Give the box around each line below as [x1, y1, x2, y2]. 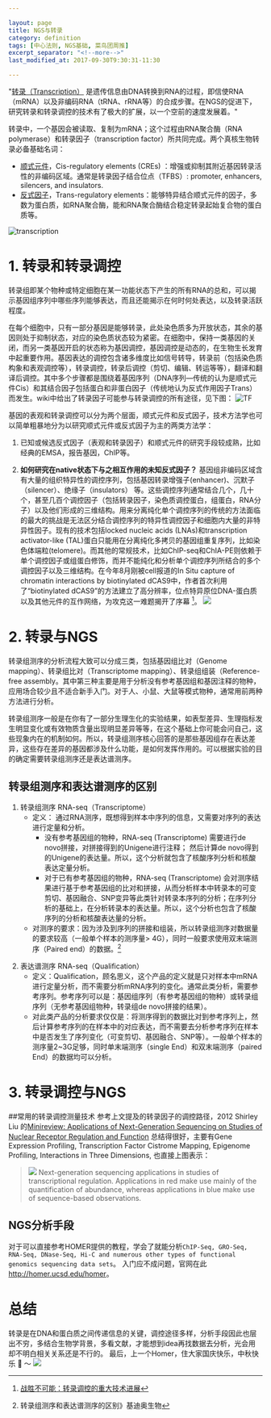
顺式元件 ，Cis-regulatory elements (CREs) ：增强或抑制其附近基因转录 [19, 161, 256, 170]
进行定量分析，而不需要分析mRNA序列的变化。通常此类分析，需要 [31, 981, 252, 991]
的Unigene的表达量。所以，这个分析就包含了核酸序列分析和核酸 [44, 853, 256, 863]
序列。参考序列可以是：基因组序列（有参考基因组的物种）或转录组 [39, 992, 259, 1001]
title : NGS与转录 [8, 26, 63, 35]
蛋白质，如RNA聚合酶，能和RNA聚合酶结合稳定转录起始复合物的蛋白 [34, 200, 262, 210]
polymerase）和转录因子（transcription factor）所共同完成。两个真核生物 [8, 134, 252, 144]
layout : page [8, 19, 52, 27]
